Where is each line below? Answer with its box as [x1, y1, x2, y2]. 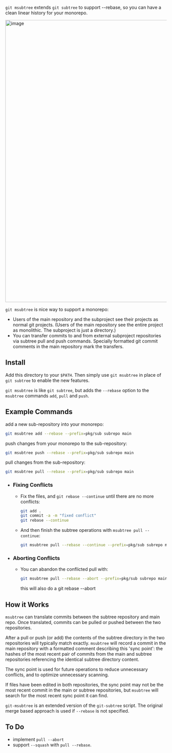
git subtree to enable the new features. [5, 377, 90, 383]
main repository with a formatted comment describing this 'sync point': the [5, 646, 163, 652]
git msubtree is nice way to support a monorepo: [5, 307, 109, 312]
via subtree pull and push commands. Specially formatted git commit [12, 338, 158, 344]
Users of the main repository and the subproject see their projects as [12, 316, 159, 322]
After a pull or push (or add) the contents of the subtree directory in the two [5, 635, 165, 641]
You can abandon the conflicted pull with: [20, 566, 109, 572]
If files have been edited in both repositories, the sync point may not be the [5, 682, 164, 688]
